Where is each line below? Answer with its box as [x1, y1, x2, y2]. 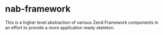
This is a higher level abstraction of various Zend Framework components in [5, 19, 159, 25]
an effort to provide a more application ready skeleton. [5, 24, 115, 30]
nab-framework [5, 3, 71, 15]
